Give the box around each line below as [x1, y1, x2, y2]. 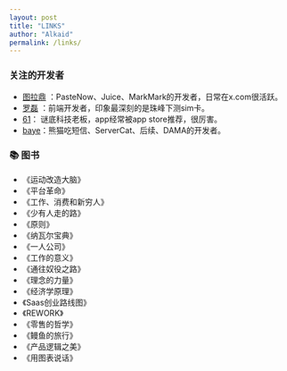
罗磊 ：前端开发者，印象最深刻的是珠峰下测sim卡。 [21, 102, 209, 113]
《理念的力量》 [21, 274, 78, 285]
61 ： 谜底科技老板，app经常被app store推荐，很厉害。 [21, 114, 223, 124]
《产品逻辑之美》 [21, 341, 86, 351]
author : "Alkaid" [9, 30, 74, 38]
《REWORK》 [21, 308, 64, 318]
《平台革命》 [21, 185, 70, 196]
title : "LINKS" [9, 21, 66, 30]
